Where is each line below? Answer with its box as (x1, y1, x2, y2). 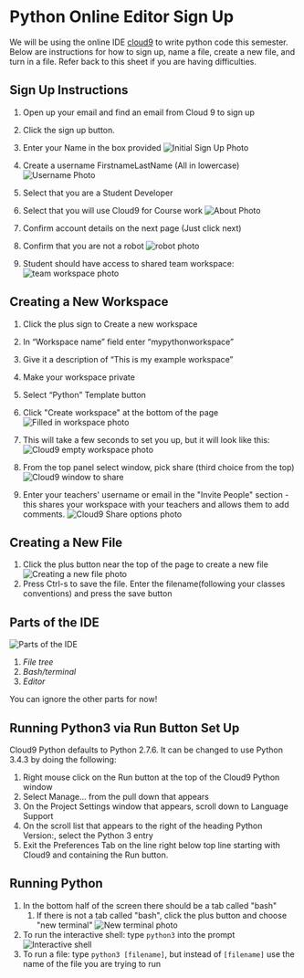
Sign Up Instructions (9, 82, 129, 98)
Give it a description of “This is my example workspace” (22, 353, 234, 364)
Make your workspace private (22, 372, 135, 383)
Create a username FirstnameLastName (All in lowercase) (22, 160, 240, 171)
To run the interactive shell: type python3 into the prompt (22, 929, 236, 940)
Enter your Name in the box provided (22, 142, 162, 152)
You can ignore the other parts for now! (9, 694, 158, 705)
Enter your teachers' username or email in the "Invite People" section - (22, 489, 289, 500)
